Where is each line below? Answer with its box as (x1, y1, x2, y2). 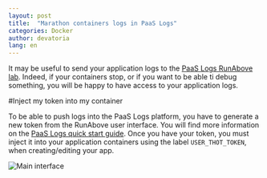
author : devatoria (8, 34, 70, 42)
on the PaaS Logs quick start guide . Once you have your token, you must (8, 129, 249, 139)
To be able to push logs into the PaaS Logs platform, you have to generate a (8, 111, 259, 121)
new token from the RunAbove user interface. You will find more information (8, 120, 260, 130)
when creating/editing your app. (8, 146, 115, 156)
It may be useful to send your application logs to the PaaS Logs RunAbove (8, 63, 253, 73)
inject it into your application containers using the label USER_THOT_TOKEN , (8, 137, 247, 147)
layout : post (8, 11, 52, 20)
